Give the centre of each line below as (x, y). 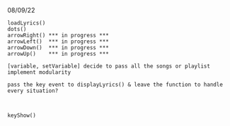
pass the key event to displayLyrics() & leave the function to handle (115, 84)
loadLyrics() (27, 23)
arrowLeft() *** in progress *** (58, 42)
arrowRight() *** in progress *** (58, 35)
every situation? (33, 91)
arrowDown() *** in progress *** (58, 48)
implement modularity (39, 73)
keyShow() (22, 115)
